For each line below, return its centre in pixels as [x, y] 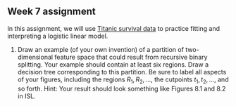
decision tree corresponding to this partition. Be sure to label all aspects [122, 72]
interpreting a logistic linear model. [58, 36]
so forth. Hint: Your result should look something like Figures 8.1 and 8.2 [122, 88]
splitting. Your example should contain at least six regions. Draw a [113, 64]
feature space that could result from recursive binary [131, 57]
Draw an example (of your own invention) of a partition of [101, 49]
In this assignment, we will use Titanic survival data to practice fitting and [114, 28]
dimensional [35, 57]
